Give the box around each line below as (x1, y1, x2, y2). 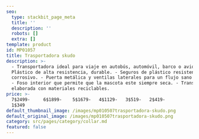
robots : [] (11, 31, 38, 37)
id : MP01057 (6, 47, 36, 53)
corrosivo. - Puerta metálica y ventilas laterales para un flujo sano (11, 75, 192, 80)
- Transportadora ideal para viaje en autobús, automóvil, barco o (11, 63, 182, 70)
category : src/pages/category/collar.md (6, 119, 108, 125)
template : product (6, 42, 52, 48)
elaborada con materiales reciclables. (11, 86, 110, 92)
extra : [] (11, 36, 36, 42)
